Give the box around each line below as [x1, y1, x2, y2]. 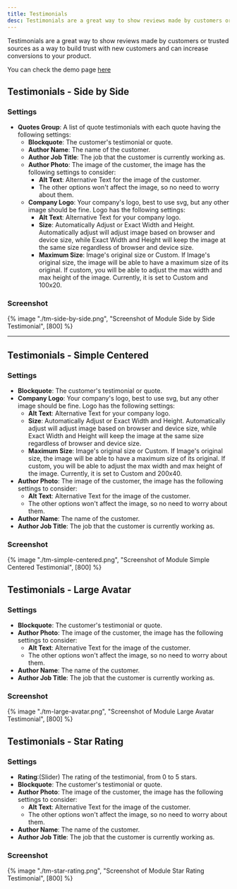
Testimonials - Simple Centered [7, 349, 150, 361]
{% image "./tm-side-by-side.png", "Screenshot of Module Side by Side [7, 314, 215, 323]
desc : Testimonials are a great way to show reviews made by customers [7, 17, 222, 24]
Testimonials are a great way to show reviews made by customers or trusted [7, 36, 229, 45]
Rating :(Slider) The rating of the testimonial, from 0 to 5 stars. [17, 773, 197, 781]
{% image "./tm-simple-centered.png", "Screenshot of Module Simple [7, 556, 210, 564]
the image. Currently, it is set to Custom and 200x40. [28, 469, 182, 478]
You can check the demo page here [7, 65, 111, 74]
